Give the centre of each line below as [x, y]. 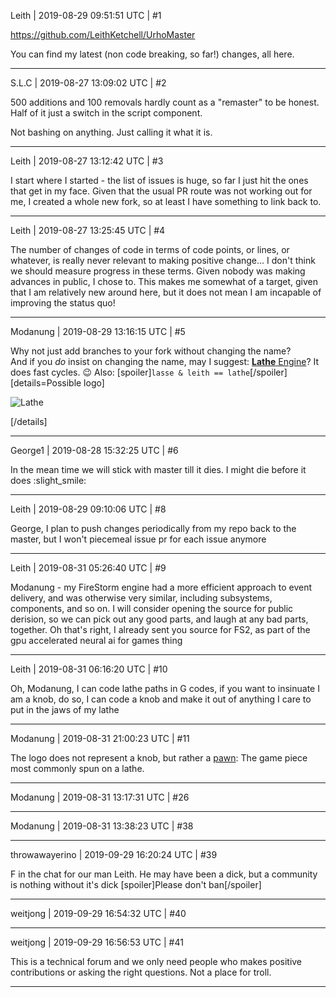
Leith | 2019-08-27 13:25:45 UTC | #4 [88, 230]
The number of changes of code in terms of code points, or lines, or [150, 249]
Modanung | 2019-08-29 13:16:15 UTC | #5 [98, 331]
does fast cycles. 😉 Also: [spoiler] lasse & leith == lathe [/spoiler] [149, 372]
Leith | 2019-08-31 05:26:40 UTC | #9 [88, 568]
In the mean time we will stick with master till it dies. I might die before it [158, 469]
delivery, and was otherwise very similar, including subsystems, [141, 598]
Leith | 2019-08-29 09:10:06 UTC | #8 [88, 509]
